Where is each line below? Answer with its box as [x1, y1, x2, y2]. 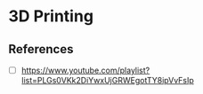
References [8, 42, 74, 57]
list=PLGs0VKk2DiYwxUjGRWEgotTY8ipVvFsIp [20, 75, 195, 86]
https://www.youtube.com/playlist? [20, 65, 150, 75]
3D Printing [8, 6, 94, 27]
